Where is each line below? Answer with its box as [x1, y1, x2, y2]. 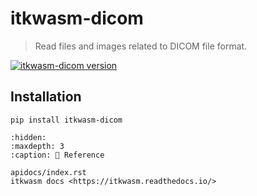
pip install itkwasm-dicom [10, 115, 123, 125]
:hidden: [10, 132, 47, 142]
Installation [10, 88, 82, 106]
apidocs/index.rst [10, 167, 87, 177]
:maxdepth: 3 [10, 141, 65, 151]
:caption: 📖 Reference [10, 150, 105, 160]
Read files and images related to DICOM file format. [34, 40, 248, 52]
